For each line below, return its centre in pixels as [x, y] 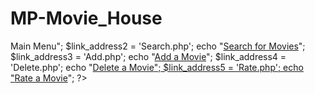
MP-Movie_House [86, 18]
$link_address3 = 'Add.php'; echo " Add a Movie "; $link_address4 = [148, 56]
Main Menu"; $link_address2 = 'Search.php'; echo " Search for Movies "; [158, 46]
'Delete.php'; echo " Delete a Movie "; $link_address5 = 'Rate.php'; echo [157, 67]
